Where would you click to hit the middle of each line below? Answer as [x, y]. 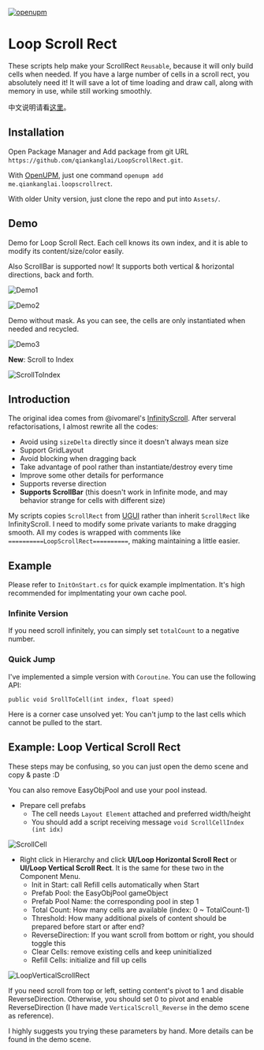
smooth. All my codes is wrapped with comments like [95, 533]
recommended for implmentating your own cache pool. [98, 593]
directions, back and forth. [51, 274]
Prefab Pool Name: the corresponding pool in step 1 [115, 901]
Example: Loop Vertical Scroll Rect [95, 748]
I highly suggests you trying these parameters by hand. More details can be [131, 1031]
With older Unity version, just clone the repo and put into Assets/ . [114, 199]
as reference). [31, 1015]
